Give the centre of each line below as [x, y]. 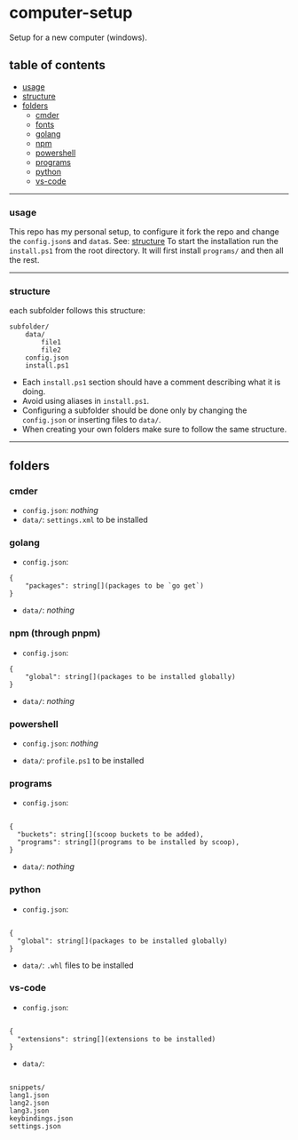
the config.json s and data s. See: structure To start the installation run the [144, 241]
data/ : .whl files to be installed [78, 965]
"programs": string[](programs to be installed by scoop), [129, 843]
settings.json [35, 1126]
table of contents [58, 65]
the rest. [24, 260]
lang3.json [29, 1111]
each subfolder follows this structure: [78, 311]
